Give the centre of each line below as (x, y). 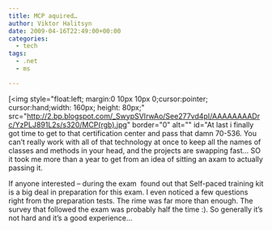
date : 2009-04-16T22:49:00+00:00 (65, 31)
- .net (27, 62)
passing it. (25, 168)
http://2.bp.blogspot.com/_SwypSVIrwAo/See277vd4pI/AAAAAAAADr (144, 116)
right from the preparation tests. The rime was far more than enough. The (131, 200)
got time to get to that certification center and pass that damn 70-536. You (133, 133)
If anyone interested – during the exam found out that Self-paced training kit (136, 183)
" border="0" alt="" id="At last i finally (190, 124)
